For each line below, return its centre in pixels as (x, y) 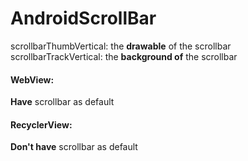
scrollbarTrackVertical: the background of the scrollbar (124, 56)
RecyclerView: (41, 124)
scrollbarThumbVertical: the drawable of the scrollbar (121, 46)
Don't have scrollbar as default (74, 147)
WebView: (32, 79)
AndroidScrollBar (83, 18)
